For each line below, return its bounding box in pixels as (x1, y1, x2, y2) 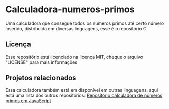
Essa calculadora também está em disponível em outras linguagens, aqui (5, 87, 158, 93)
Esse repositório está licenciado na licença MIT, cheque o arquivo (5, 53, 144, 60)
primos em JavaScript (5, 97, 51, 104)
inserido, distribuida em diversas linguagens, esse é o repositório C (5, 25, 147, 31)
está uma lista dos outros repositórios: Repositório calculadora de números (5, 92, 163, 98)
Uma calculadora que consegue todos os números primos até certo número (5, 20, 164, 26)
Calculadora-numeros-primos (5, 4, 135, 15)
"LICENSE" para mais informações (5, 59, 78, 65)
